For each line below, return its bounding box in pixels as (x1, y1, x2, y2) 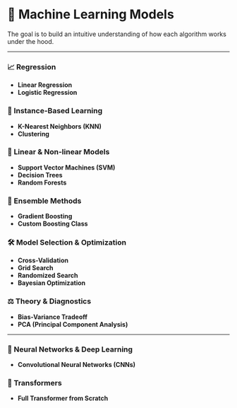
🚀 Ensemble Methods (7, 196, 82, 206)
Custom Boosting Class (17, 219, 88, 228)
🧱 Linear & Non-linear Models (7, 147, 110, 157)
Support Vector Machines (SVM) (17, 163, 116, 172)
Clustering (17, 129, 49, 138)
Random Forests (17, 178, 67, 187)
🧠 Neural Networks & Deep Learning (7, 344, 133, 354)
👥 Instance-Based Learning (7, 106, 103, 116)
